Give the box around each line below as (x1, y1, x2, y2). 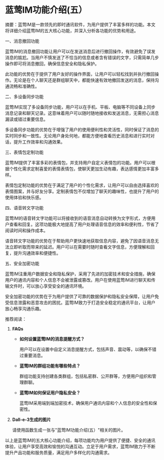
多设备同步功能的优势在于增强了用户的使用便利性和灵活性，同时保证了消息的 (5, 127, 159, 132)
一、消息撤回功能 (5, 38, 40, 44)
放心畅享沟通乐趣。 (5, 306, 44, 311)
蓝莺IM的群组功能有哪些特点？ (19, 363, 81, 369)
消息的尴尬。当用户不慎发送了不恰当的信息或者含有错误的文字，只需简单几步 (5, 54, 159, 60)
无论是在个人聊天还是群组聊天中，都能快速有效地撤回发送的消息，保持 (13, 77, 155, 83)
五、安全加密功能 (5, 260, 40, 266)
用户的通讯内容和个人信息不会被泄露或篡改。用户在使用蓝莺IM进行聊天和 (5, 277, 151, 283)
